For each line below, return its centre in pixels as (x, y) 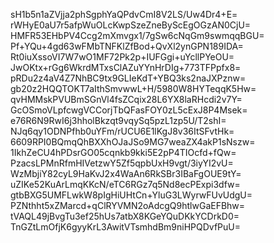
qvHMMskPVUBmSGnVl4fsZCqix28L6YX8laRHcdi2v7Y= (126, 99)
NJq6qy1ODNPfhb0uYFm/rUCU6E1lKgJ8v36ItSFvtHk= (122, 131)
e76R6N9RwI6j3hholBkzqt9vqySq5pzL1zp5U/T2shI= (118, 120)
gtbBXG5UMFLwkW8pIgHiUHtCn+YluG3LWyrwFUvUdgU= (131, 195)
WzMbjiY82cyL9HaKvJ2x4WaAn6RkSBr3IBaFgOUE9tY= (126, 173)
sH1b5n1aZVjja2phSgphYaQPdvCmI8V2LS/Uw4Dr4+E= (124, 14)
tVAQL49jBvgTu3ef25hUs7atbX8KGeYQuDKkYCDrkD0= (125, 216)
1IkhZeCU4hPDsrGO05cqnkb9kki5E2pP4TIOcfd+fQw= (123, 152)
